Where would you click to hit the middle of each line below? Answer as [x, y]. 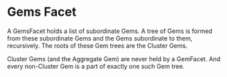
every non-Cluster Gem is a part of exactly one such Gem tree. [96, 66]
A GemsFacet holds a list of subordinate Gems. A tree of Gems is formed [110, 31]
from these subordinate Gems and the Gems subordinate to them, [100, 38]
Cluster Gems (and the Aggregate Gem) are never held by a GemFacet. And [114, 58]
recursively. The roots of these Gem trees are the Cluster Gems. [97, 45]
